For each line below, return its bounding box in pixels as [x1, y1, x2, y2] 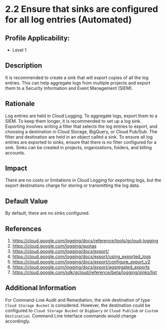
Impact [5, 164, 27, 172]
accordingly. [5, 318, 31, 324]
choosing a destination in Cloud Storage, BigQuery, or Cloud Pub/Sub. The [5, 128, 158, 135]
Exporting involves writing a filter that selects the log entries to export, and [5, 123, 158, 129]
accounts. [5, 150, 26, 156]
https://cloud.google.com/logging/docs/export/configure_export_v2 [12, 259, 151, 265]
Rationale [5, 99, 35, 108]
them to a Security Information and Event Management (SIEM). [5, 85, 133, 91]
